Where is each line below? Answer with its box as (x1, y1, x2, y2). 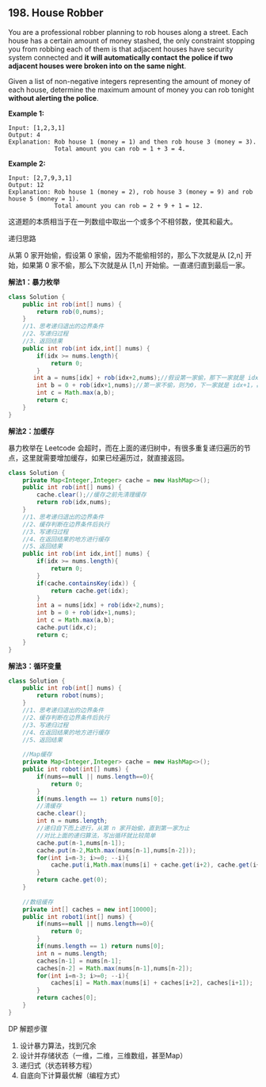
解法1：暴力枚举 (8, 277, 61, 286)
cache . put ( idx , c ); (36, 624, 97, 632)
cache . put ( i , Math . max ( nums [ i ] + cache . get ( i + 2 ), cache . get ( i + (50, 861, 260, 869)
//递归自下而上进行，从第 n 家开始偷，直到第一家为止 (36, 825, 190, 832)
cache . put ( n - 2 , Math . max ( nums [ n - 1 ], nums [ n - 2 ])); (36, 846, 196, 855)
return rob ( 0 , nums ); (36, 308, 104, 316)
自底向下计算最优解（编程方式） (19, 1070, 124, 1080)
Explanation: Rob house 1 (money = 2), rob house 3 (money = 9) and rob (8, 188, 253, 196)
